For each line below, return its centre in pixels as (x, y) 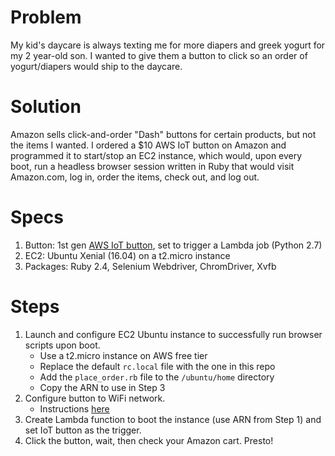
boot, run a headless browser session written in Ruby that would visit (152, 166)
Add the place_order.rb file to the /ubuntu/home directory (157, 377)
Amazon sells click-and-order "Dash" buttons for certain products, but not (163, 134)
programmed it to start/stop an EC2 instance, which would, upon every (156, 155)
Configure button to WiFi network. (95, 398)
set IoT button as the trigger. (83, 430)
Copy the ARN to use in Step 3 (102, 387)
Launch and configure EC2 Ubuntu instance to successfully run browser (173, 334)
